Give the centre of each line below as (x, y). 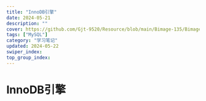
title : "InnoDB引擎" (32, 12)
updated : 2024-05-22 (33, 47)
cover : (15, 29)
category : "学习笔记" (32, 40)
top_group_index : (29, 58)
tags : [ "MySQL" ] (27, 35)
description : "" (27, 23)
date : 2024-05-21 (29, 18)
